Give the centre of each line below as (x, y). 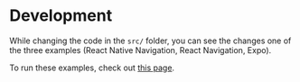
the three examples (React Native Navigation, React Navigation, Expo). (141, 50)
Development (61, 16)
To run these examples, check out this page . (92, 68)
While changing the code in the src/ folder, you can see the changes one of (150, 41)
